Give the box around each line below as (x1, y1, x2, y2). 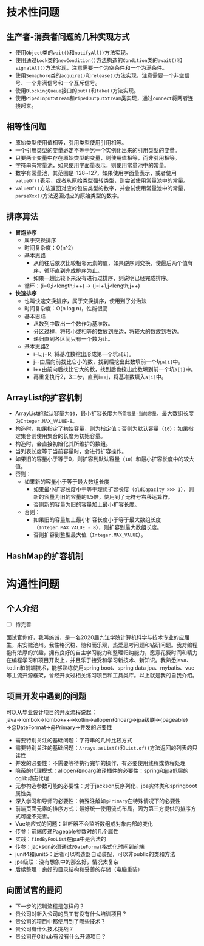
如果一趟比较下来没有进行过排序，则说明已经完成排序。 (33, 274, 172, 281)
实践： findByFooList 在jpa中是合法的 (15, 835, 106, 842)
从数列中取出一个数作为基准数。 (33, 320, 114, 327)
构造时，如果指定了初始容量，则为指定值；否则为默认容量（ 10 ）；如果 (15, 425, 189, 432)
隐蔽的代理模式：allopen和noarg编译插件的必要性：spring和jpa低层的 (15, 767, 189, 774)
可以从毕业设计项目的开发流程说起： (6, 708, 97, 716)
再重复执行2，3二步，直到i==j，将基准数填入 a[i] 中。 (33, 373, 167, 380)
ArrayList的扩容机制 (6, 392, 83, 403)
